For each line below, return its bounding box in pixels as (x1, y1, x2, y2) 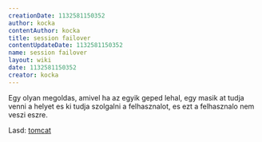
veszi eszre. (8, 109, 48, 120)
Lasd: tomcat (8, 125, 52, 135)
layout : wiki (8, 57, 52, 65)
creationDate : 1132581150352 (8, 11, 105, 20)
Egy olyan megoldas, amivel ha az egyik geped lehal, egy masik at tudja (8, 93, 245, 102)
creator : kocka (8, 71, 59, 79)
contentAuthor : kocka (8, 26, 81, 34)
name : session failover (8, 49, 88, 57)
